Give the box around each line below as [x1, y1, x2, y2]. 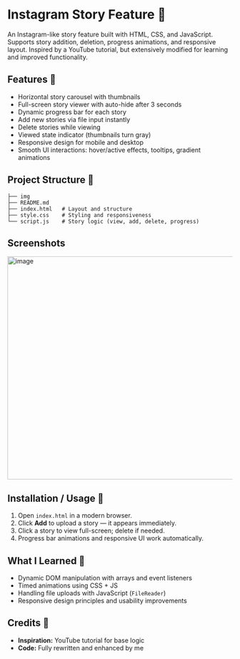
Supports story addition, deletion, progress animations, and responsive [7, 37, 216, 46]
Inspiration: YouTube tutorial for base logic [17, 635, 145, 645]
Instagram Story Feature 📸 [7, 6, 166, 23]
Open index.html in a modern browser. [17, 511, 132, 520]
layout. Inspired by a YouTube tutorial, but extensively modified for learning [7, 45, 229, 54]
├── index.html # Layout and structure [7, 205, 133, 213]
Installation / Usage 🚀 [7, 492, 104, 504]
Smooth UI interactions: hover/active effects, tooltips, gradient [17, 146, 201, 154]
